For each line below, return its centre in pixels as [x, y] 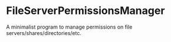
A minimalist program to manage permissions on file [69, 27]
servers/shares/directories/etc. [44, 33]
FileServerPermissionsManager [85, 11]
